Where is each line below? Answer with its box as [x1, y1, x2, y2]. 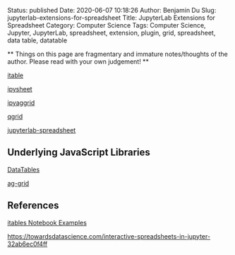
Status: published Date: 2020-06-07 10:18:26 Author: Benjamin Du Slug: [7, 6, 217, 14]
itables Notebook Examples [7, 218, 87, 227]
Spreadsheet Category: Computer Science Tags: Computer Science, [7, 21, 206, 29]
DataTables [7, 165, 40, 174]
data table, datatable [7, 36, 68, 45]
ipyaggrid [7, 98, 35, 107]
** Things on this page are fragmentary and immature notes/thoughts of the [7, 50, 228, 58]
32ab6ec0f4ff [7, 239, 48, 248]
